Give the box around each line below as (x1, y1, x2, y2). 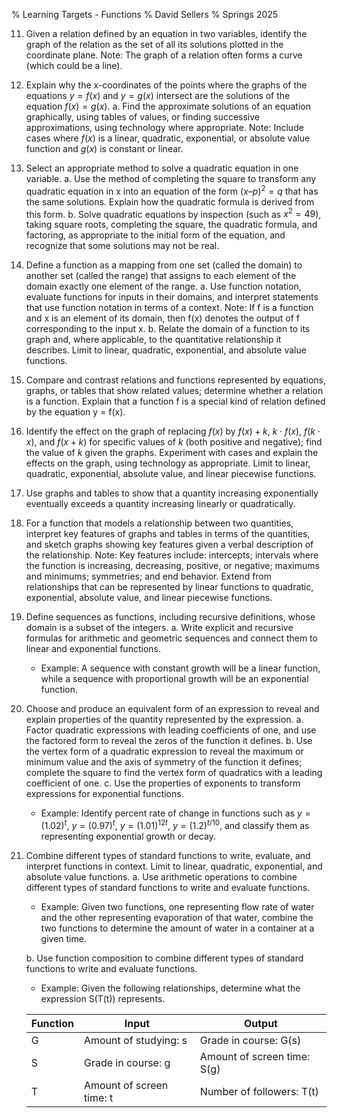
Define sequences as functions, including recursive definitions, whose (25, 611, 316, 623)
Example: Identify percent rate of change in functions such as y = (40, 807, 311, 819)
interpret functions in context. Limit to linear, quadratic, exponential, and (25, 860, 323, 872)
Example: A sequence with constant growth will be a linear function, (40, 662, 321, 674)
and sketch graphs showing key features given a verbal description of (25, 539, 314, 551)
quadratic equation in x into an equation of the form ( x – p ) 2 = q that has (25, 184, 319, 197)
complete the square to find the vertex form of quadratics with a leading (25, 767, 323, 779)
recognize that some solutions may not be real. (25, 240, 220, 252)
